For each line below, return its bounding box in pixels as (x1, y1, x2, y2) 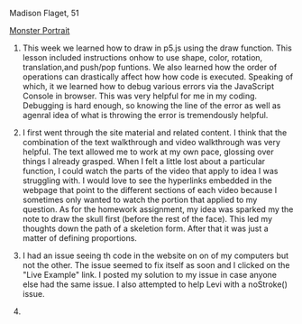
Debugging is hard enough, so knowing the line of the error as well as (22, 100, 281, 111)
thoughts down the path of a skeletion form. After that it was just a (22, 223, 269, 234)
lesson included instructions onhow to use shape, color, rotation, (22, 52, 263, 62)
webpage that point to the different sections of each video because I (22, 185, 278, 195)
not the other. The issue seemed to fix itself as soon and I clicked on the (22, 260, 290, 270)
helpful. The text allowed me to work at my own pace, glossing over (22, 146, 274, 157)
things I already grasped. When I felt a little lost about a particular (22, 156, 266, 166)
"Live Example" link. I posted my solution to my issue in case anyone (22, 270, 278, 280)
